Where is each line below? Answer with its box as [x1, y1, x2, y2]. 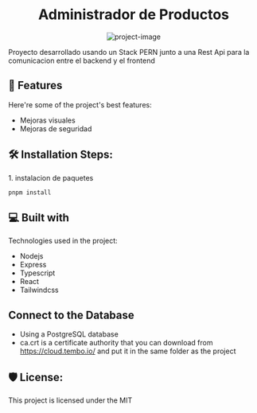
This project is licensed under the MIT [8, 395, 133, 405]
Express [19, 260, 47, 270]
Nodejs [19, 251, 44, 261]
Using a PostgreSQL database [19, 329, 119, 339]
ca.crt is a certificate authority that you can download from [19, 338, 213, 348]
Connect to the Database [8, 308, 134, 321]
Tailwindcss [19, 285, 59, 295]
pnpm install [8, 189, 52, 197]
